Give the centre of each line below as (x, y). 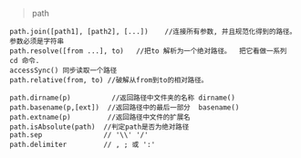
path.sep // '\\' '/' (79, 135)
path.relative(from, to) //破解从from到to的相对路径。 (109, 80)
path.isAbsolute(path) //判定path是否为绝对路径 (99, 127)
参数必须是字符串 (37, 41)
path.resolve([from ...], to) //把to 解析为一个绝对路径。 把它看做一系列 (148, 51)
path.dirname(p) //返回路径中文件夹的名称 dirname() (122, 98)
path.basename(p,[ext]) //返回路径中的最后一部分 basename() (125, 108)
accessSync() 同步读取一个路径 (63, 70)
